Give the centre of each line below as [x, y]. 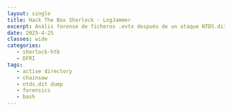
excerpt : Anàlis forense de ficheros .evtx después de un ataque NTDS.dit [117, 26]
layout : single [29, 13]
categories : [24, 46]
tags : [15, 65]
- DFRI [26, 59]
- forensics [33, 90]
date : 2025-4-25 [30, 33]
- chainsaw [32, 78]
